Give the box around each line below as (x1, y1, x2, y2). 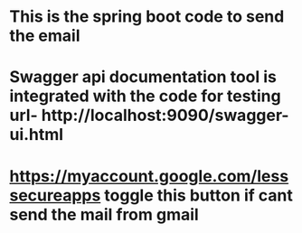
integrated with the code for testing (9, 86, 282, 107)
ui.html (9, 125, 64, 145)
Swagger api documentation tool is (9, 67, 278, 88)
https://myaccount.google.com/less (9, 165, 289, 186)
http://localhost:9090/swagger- (41, 106, 289, 126)
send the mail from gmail (9, 204, 199, 225)
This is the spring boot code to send (9, 6, 285, 27)
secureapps (9, 185, 101, 205)
